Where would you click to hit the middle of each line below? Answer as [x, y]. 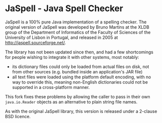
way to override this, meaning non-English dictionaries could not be [80, 82]
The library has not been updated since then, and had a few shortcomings [79, 52]
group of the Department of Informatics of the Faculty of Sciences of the [78, 32]
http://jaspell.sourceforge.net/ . [36, 42]
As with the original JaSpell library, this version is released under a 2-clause [81, 111]
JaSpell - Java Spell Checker [64, 9]
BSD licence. [18, 116]
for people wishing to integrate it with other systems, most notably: [72, 57]
